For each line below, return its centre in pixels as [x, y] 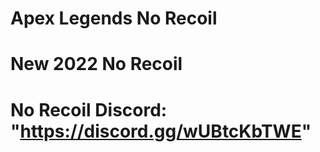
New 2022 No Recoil [96, 64]
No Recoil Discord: [89, 109]
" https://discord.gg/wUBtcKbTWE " [161, 131]
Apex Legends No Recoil [114, 18]
